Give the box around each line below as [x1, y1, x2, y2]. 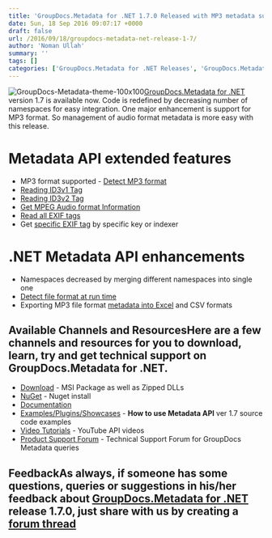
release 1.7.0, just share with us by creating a [8, 504, 239, 518]
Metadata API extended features [8, 149, 232, 167]
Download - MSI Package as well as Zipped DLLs [19, 383, 185, 392]
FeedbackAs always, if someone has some [8, 466, 228, 480]
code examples [19, 417, 71, 427]
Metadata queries [19, 443, 79, 453]
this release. [8, 121, 49, 130]
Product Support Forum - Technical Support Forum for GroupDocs [19, 434, 241, 444]
